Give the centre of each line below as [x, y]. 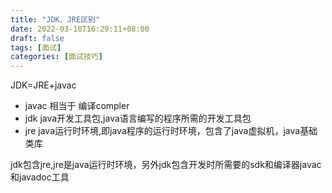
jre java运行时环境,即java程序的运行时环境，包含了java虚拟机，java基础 [171, 131]
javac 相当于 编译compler [77, 106]
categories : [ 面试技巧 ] [56, 57]
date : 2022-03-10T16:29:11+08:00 [80, 29]
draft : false [37, 38]
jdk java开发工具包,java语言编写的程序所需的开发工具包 [138, 118]
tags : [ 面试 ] [36, 47]
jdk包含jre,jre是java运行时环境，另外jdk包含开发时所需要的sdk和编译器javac [166, 165]
